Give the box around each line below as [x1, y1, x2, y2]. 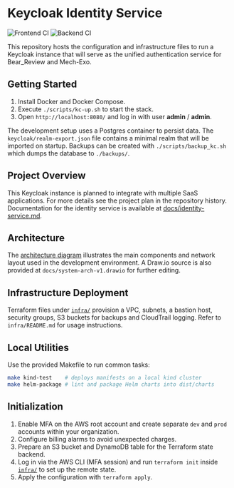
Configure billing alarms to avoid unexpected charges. [17, 434, 176, 443]
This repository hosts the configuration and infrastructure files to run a [7, 42, 214, 51]
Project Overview [7, 170, 86, 182]
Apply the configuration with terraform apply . [17, 472, 153, 481]
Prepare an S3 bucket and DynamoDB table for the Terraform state [17, 442, 213, 451]
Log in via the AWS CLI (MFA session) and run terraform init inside [17, 457, 218, 466]
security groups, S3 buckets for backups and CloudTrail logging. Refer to [7, 313, 222, 322]
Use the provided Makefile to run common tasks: [7, 360, 151, 369]
